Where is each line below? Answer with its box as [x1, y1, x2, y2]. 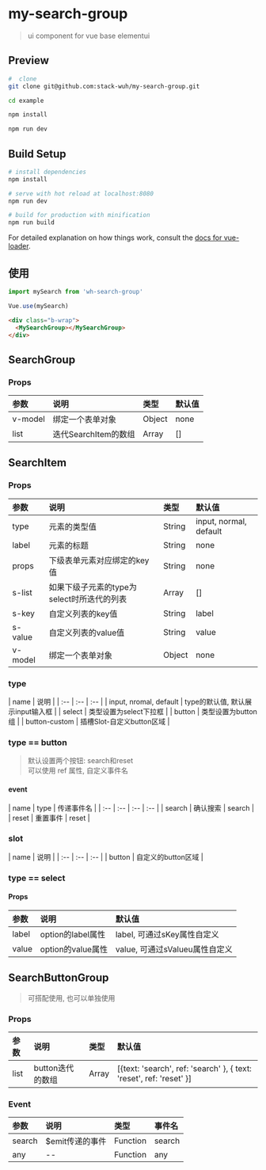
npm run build [8, 218, 55, 226]
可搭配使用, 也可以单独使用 [27, 993, 116, 1002]
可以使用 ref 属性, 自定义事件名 [27, 765, 129, 776]
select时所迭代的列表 [48, 593, 127, 604]
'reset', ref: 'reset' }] [117, 1073, 192, 1085]
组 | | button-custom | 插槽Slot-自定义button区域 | [8, 717, 170, 727]
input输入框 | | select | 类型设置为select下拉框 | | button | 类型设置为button [14, 707, 257, 716]
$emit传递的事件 [45, 1136, 107, 1147]
